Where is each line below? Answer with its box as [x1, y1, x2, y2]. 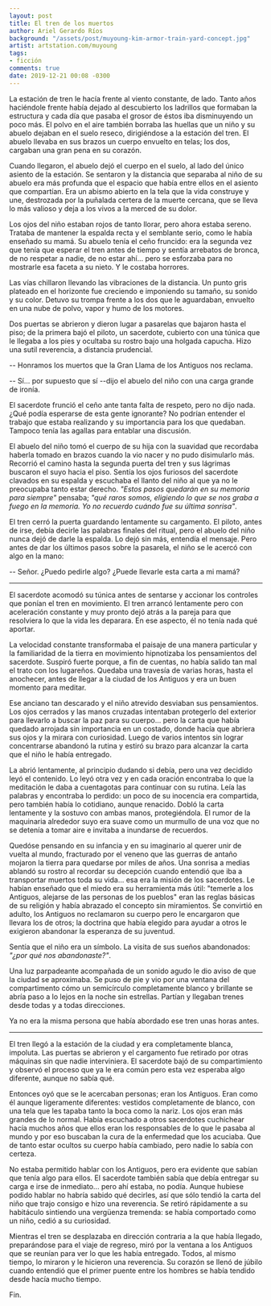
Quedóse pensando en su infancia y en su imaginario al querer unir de [9, 840, 242, 850]
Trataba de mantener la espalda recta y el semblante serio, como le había [9, 227, 253, 238]
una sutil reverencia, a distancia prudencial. [9, 344, 154, 354]
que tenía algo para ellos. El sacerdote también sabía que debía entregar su [9, 1173, 260, 1183]
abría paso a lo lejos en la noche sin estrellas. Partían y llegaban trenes [9, 992, 244, 1001]
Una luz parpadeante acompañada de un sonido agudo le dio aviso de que [9, 966, 257, 976]
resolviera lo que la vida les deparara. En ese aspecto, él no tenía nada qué [9, 616, 258, 625]
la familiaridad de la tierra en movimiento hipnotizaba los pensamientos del [9, 648, 257, 657]
